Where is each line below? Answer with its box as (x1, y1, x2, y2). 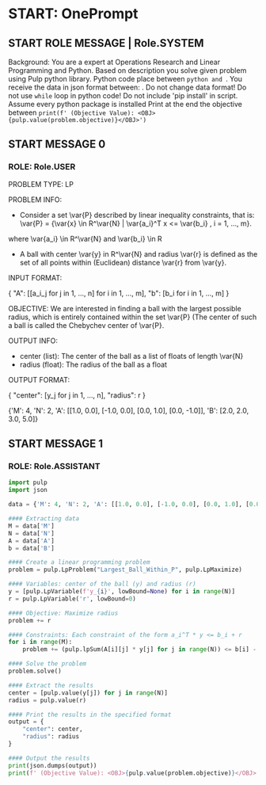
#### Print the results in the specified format (8, 711, 172, 718)
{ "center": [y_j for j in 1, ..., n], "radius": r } (8, 390, 146, 400)
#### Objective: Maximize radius (8, 609, 119, 617)
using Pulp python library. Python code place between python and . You (8, 74, 243, 83)
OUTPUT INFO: (8, 336, 58, 345)
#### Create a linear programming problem (8, 558, 150, 566)
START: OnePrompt (8, 5, 139, 23)
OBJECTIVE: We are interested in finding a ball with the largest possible (8, 303, 241, 313)
